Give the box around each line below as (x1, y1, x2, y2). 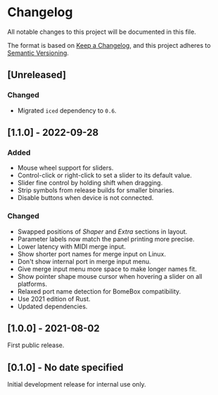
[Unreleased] (7, 69, 67, 81)
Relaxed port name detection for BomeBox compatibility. (17, 287, 181, 296)
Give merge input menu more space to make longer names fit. (17, 265, 197, 273)
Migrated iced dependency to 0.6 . (17, 106, 117, 115)
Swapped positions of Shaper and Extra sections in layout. (17, 227, 188, 236)
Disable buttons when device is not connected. (17, 194, 154, 202)
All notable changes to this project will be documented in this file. (7, 27, 197, 36)
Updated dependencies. (17, 302, 88, 311)
